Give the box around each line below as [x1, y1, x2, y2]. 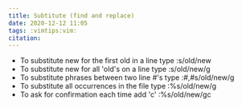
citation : [8, 34, 42, 42]
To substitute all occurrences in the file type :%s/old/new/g [19, 81, 217, 91]
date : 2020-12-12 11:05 [8, 19, 88, 27]
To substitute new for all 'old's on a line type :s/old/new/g [19, 65, 211, 74]
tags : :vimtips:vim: [8, 26, 78, 34]
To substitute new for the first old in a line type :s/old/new [19, 56, 211, 65]
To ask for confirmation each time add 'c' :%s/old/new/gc [19, 89, 211, 100]
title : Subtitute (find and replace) [8, 11, 135, 20]
